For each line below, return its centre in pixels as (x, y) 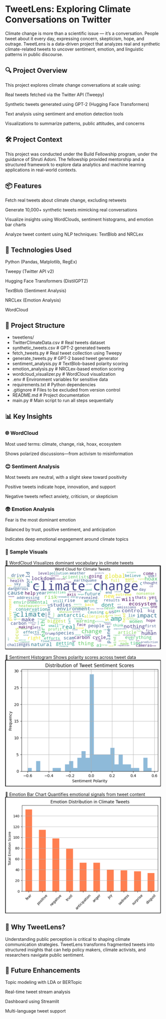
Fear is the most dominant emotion (41, 520)
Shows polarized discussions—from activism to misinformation (69, 454)
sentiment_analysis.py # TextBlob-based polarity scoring (70, 363)
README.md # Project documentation (51, 395)
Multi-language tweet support (35, 1011)
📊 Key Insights (29, 417)
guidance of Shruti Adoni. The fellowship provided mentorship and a (75, 159)
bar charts (16, 225)
